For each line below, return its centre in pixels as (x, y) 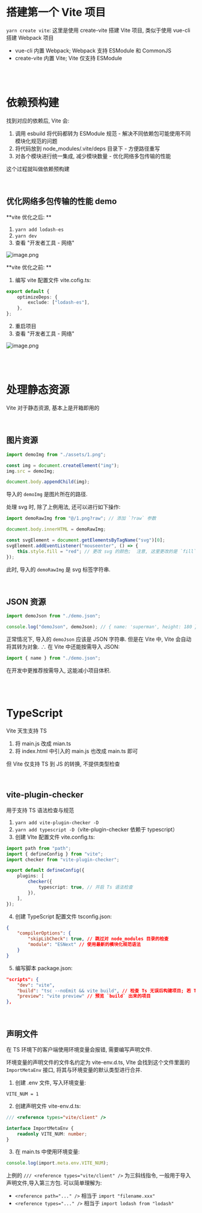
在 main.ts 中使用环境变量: (47, 1152)
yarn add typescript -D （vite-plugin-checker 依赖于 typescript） (96, 829)
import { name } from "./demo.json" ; (54, 658)
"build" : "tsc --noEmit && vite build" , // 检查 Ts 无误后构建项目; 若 (104, 991)
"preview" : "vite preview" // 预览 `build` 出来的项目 (84, 996)
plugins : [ (31, 876)
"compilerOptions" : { (44, 933)
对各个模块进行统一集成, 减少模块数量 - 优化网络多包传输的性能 (93, 156)
